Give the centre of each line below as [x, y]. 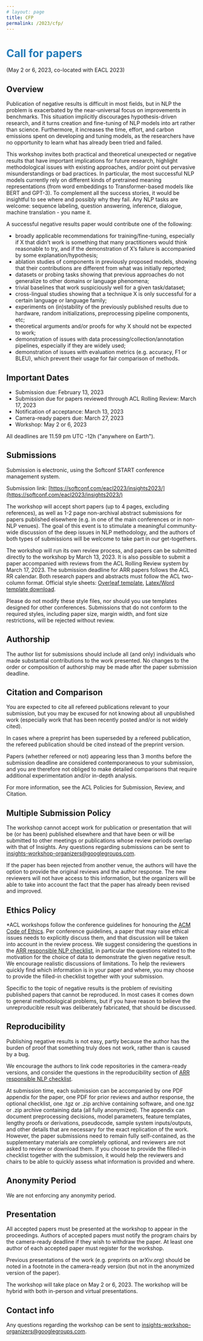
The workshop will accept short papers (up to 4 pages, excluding [88, 506]
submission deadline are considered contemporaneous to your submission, [100, 763]
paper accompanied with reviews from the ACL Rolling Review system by [98, 563]
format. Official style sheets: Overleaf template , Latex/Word [100, 582]
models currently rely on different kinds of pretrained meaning [84, 180]
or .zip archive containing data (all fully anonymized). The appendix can [96, 1110]
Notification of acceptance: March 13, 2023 [69, 411]
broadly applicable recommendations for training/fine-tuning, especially [105, 236]
